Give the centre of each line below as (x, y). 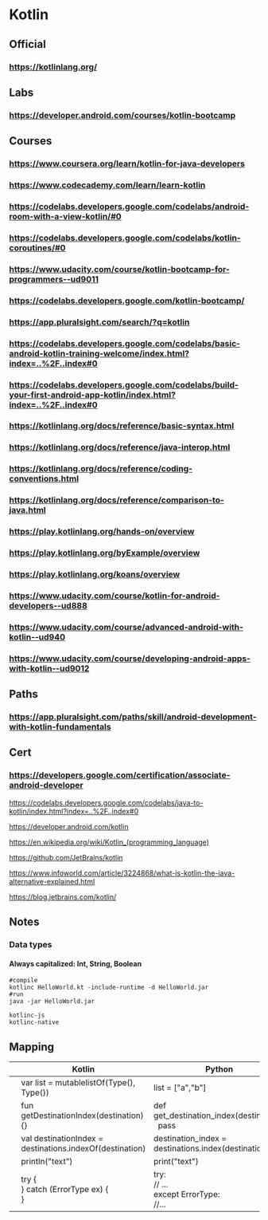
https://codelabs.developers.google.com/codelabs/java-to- (106, 802)
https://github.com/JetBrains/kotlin (66, 857)
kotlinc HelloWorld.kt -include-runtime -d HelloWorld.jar (109, 988)
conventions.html (44, 478)
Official (27, 44)
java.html (27, 510)
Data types (31, 945)
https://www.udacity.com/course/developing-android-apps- (130, 658)
